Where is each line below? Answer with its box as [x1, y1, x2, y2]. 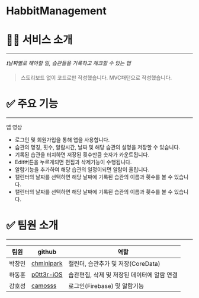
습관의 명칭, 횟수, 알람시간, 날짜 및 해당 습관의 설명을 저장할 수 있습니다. [14, 144, 181, 151]
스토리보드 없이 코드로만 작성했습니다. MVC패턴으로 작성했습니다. [20, 74, 172, 81]
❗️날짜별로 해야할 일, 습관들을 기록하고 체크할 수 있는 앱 [6, 59, 131, 67]
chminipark [31, 259, 63, 267]
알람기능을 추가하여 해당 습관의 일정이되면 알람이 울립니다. [14, 166, 150, 173]
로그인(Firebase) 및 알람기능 [68, 282, 144, 290]
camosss [31, 281, 57, 290]
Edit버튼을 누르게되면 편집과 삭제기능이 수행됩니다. [14, 159, 132, 166]
